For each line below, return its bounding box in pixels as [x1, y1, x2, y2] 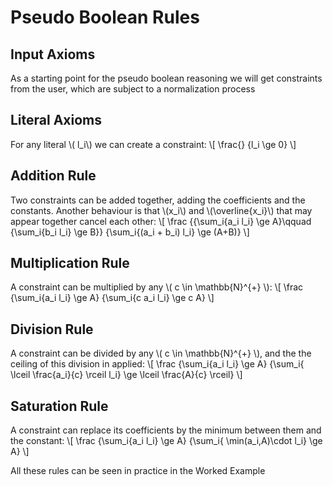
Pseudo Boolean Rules [10, 6, 200, 29]
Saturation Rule [10, 397, 109, 415]
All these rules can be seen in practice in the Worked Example [10, 465, 266, 477]
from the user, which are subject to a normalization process [10, 83, 256, 95]
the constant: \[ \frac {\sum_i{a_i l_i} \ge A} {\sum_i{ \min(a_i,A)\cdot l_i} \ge [10, 435, 323, 447]
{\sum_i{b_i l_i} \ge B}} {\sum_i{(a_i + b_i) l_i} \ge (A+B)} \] [10, 226, 250, 238]
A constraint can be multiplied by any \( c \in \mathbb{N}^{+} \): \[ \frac [10, 281, 304, 293]
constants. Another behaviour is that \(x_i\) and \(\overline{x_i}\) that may [10, 204, 313, 216]
